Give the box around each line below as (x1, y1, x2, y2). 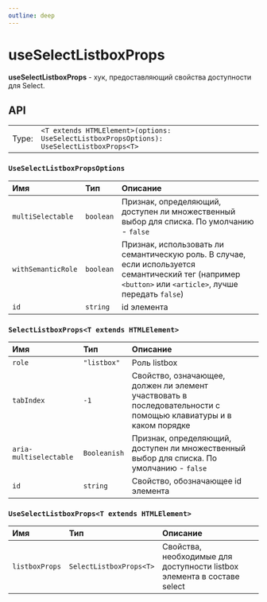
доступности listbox (162, 561, 239, 573)
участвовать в (131, 390, 188, 401)
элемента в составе (162, 571, 240, 582)
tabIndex (12, 395, 45, 405)
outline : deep (8, 11, 56, 20)
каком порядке (131, 419, 191, 430)
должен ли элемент (131, 379, 209, 390)
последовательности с (131, 399, 221, 410)
